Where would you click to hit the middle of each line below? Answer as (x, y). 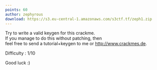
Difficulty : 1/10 (20, 53)
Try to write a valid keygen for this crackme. (50, 33)
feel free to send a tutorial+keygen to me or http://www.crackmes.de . (76, 44)
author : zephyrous (24, 14)
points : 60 (16, 10)
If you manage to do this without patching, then (53, 38)
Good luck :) (18, 63)
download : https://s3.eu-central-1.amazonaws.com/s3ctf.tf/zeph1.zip (79, 19)
